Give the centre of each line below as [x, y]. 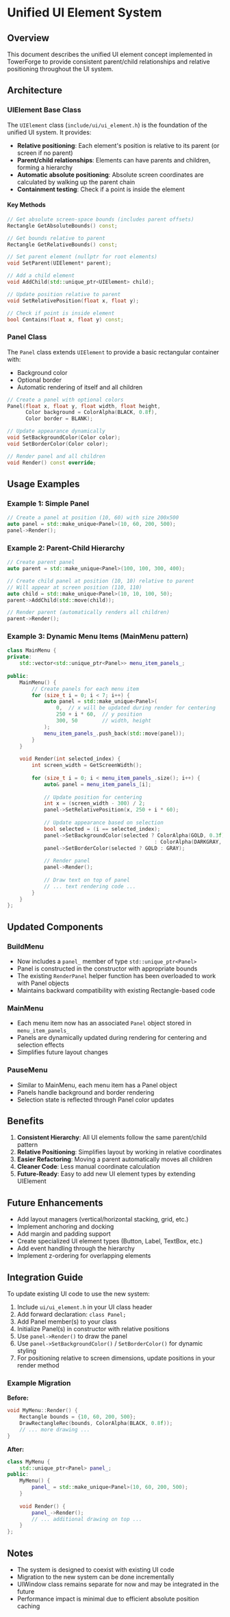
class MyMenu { [29, 1461]
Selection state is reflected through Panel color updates [95, 1099]
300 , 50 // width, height [104, 721]
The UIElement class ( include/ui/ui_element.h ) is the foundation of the [107, 125]
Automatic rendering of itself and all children [80, 387]
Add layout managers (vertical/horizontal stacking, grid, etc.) [103, 1219]
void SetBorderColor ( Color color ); [58, 443]
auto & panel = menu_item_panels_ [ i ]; [98, 784]
